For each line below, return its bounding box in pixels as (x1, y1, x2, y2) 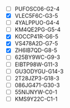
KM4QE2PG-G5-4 (14, 26, 61, 33)
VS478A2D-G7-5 (14, 40, 58, 47)
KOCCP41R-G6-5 (14, 33, 59, 40)
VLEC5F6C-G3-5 (14, 12, 58, 20)
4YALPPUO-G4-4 (14, 19, 60, 26)
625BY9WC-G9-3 (14, 53, 61, 61)
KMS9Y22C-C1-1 (14, 95, 58, 102)
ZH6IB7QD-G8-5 (14, 47, 58, 54)
